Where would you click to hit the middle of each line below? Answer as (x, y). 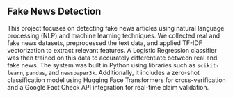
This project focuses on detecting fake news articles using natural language (116, 28)
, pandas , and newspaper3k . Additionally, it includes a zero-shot (111, 72)
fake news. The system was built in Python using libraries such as (102, 65)
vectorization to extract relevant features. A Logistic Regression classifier (112, 50)
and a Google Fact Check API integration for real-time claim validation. (108, 87)
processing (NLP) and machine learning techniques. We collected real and (114, 35)
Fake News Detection (54, 11)
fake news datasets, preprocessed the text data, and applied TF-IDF (105, 43)
